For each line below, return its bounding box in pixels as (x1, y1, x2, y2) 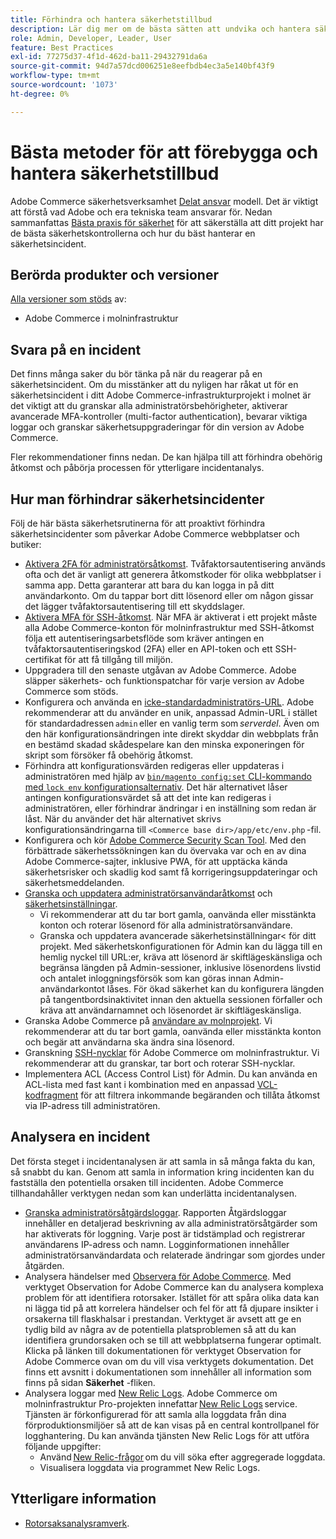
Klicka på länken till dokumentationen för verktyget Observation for (24, 1344, 302, 1356)
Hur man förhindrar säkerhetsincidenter (10, 491, 265, 508)
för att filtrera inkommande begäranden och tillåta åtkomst (80, 1089, 320, 1101)
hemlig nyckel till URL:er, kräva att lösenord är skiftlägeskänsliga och (39, 951, 323, 963)
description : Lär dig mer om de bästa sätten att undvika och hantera (10, 24, 311, 34)
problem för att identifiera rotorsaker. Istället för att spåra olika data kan (24, 1291, 320, 1303)
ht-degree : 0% (10, 89, 70, 99)
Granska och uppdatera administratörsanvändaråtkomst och (24, 887, 273, 899)
